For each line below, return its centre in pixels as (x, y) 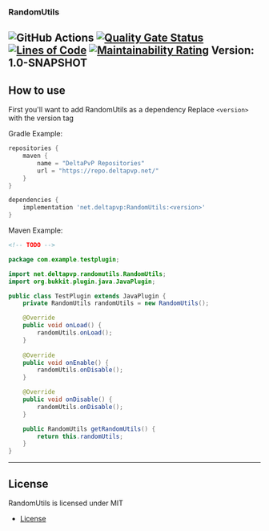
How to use (37, 90)
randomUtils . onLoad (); (75, 333)
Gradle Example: (35, 134)
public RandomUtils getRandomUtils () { (89, 429)
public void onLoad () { (62, 326)
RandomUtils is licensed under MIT (66, 503)
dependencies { (34, 200)
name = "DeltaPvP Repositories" (91, 163)
